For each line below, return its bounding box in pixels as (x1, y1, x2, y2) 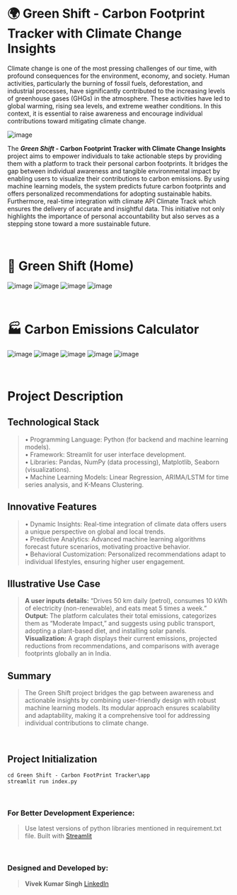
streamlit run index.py (7, 778, 78, 785)
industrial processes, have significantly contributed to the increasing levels (7, 86, 226, 95)
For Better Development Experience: (7, 808, 135, 818)
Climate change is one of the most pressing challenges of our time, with (7, 64, 217, 72)
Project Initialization (7, 753, 98, 765)
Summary (7, 670, 52, 682)
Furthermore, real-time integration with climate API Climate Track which (7, 196, 216, 206)
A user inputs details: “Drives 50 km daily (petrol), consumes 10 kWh (24, 597, 228, 605)
